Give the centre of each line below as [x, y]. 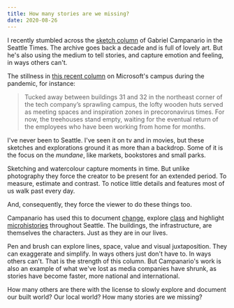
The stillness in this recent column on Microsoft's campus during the [106, 76]
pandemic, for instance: [41, 83]
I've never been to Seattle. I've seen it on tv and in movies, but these [106, 140]
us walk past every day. [41, 191]
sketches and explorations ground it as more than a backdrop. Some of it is [115, 147]
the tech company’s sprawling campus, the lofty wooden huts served [124, 104]
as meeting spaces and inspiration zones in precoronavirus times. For [124, 112]
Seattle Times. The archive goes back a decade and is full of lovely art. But [115, 47]
